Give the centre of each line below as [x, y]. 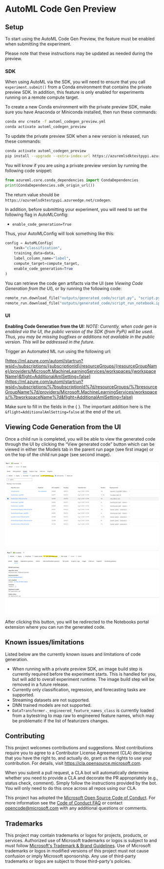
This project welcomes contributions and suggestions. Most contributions [79, 748]
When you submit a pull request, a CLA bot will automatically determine [77, 773]
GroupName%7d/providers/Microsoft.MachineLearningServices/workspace [81, 392]
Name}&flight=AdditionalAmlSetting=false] [48, 376]
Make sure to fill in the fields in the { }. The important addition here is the [78, 406]
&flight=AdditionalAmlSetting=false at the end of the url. [63, 412]
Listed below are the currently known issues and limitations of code [73, 654]
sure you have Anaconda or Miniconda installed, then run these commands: [81, 112]
